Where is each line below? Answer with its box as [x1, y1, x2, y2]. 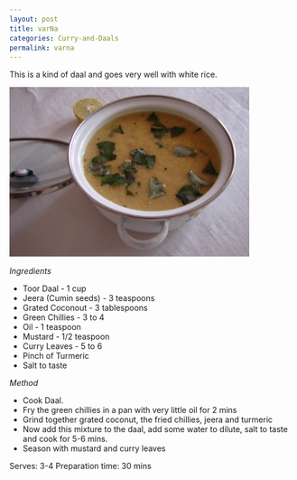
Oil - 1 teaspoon [22, 322, 81, 333]
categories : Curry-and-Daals [9, 33, 119, 42]
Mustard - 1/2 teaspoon [22, 331, 110, 343]
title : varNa [9, 24, 59, 33]
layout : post [9, 14, 59, 24]
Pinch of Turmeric [22, 351, 90, 362]
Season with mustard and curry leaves [22, 443, 166, 454]
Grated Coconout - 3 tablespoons [22, 303, 148, 314]
